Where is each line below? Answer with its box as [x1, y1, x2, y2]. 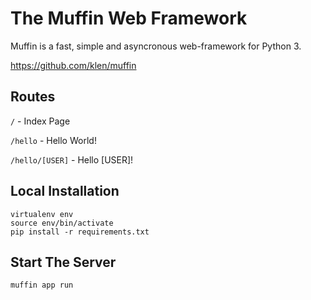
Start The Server [10, 253, 117, 271]
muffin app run [10, 280, 74, 291]
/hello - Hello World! [10, 134, 97, 146]
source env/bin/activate [10, 218, 114, 228]
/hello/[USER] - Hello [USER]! [10, 153, 134, 166]
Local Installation [10, 183, 120, 200]
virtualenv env [10, 209, 74, 219]
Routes [10, 88, 56, 106]
